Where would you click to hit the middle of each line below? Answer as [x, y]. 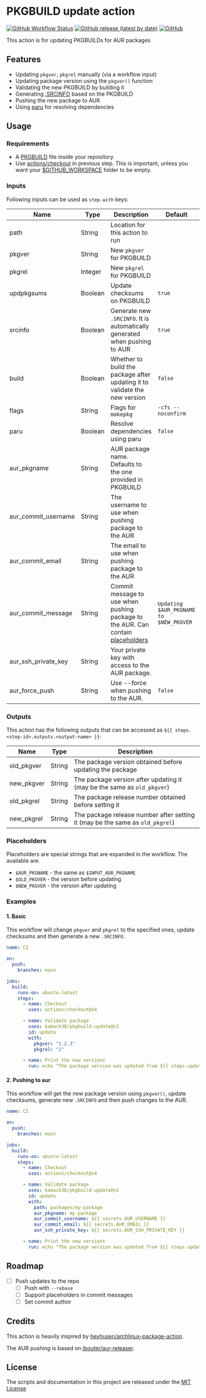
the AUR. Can [129, 624]
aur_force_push [32, 690]
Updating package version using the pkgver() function [84, 80]
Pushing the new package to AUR [57, 100]
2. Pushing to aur [29, 1080]
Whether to [126, 359]
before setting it [97, 805]
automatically [130, 326]
